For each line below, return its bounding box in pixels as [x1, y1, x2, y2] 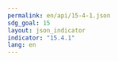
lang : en [7, 41, 36, 49]
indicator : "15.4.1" [7, 33, 76, 42]
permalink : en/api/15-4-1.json [7, 11, 111, 20]
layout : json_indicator [7, 26, 86, 34]
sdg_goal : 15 [7, 19, 51, 27]
